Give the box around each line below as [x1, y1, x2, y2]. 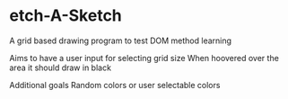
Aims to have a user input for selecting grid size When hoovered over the [9, 52, 280, 63]
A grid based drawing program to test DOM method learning [9, 35, 231, 46]
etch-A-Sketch [9, 5, 123, 26]
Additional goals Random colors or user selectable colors [9, 79, 221, 90]
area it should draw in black [9, 62, 112, 73]
